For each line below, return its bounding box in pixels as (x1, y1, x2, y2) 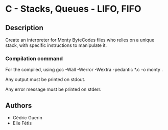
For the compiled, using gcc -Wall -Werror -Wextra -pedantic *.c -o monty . (5, 67, 163, 73)
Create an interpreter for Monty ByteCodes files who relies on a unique (5, 37, 155, 43)
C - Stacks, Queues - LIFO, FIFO (5, 3, 141, 15)
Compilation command (5, 55, 63, 62)
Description (5, 23, 43, 32)
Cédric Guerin (12, 115, 42, 121)
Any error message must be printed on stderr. (5, 86, 102, 92)
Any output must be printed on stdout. (5, 76, 86, 83)
